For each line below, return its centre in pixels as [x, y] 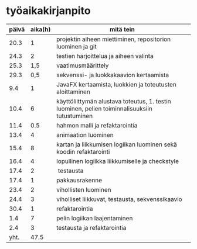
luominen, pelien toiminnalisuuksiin [104, 108]
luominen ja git [77, 46]
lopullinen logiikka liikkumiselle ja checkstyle [118, 161]
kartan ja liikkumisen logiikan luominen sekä [117, 144]
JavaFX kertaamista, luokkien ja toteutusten [117, 84]
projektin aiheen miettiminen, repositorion [114, 39]
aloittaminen [74, 92]
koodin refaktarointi [83, 151]
